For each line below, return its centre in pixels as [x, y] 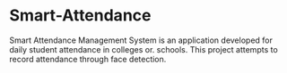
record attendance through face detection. [88, 59]
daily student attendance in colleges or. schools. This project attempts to [143, 49]
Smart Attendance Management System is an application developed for [141, 40]
